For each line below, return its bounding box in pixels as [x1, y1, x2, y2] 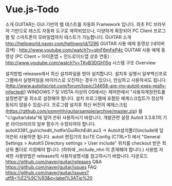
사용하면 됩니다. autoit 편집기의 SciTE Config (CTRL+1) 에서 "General [18, 133, 161, 139]
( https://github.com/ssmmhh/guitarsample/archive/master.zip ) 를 [5, 108, 143, 114]
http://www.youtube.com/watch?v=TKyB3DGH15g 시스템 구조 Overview [5, 59, 156, 66]
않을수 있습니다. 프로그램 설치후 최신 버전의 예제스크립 [18, 101, 127, 108]
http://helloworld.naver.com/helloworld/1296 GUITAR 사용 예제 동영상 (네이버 [5, 40, 165, 47]
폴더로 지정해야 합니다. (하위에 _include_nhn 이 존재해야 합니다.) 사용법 [14, 146, 158, 152]
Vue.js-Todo [5, 4, 60, 15]
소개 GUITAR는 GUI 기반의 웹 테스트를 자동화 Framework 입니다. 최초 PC [5, 21, 152, 27]
